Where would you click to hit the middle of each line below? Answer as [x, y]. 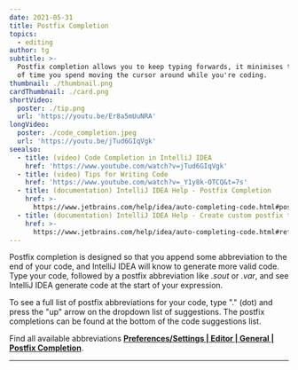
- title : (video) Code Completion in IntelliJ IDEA [115, 157]
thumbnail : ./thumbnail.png [61, 83]
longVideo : [29, 125]
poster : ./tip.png [51, 108]
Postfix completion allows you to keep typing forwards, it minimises [150, 67]
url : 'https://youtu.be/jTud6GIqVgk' [87, 141]
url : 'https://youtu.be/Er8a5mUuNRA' [87, 116]
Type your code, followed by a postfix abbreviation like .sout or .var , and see [149, 276]
